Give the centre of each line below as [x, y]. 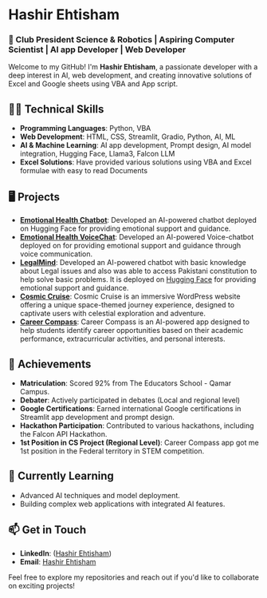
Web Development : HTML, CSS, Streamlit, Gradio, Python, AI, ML [128, 137]
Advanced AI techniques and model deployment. [100, 495]
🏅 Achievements [50, 364]
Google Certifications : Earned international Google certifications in [130, 408]
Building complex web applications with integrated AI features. [122, 504]
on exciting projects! [42, 585]
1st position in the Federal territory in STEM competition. [112, 451]
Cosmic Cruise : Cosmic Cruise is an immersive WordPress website [130, 296]
